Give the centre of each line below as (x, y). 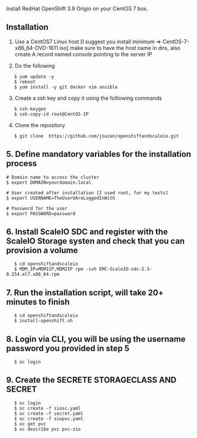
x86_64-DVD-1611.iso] (42, 48)
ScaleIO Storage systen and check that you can (96, 241)
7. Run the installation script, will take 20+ (85, 293)
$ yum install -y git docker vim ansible (66, 87)
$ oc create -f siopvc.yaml (49, 418)
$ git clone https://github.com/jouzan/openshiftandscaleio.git (96, 136)
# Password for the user (37, 208)
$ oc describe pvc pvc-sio (47, 429)
